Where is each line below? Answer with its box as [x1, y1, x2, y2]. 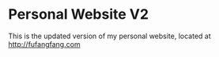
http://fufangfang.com [8, 39, 81, 48]
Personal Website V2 [8, 5, 149, 23]
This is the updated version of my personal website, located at [8, 31, 211, 41]
